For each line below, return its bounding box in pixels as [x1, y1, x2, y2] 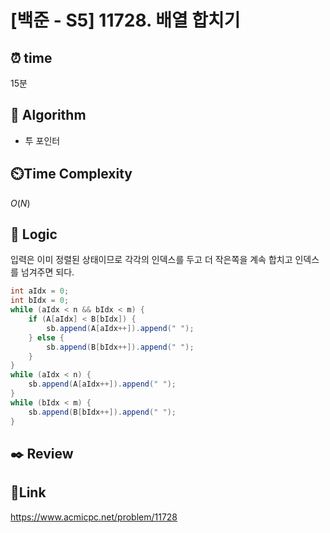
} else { [28, 332, 65, 343]
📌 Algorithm [10, 107, 87, 124]
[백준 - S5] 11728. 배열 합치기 [10, 9, 241, 32]
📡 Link [10, 484, 47, 501]
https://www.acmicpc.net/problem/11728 [10, 511, 178, 523]
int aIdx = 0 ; [10, 286, 70, 296]
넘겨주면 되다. [20, 266, 75, 278]
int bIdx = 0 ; [10, 296, 70, 306]
